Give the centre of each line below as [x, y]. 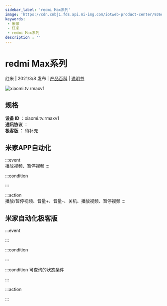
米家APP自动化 [28, 148]
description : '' [23, 38]
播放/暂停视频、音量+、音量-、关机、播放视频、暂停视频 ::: [65, 201]
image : [12, 14]
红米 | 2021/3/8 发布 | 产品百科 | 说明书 [45, 78]
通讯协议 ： [17, 124]
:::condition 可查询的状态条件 [35, 270]
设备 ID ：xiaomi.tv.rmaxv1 [32, 118]
